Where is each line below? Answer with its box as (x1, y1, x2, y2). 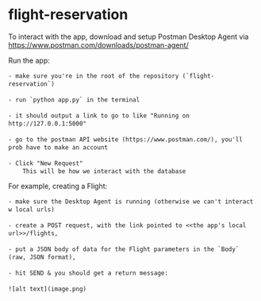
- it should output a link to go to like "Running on (8, 111, 190, 120)
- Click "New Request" (8, 159, 83, 168)
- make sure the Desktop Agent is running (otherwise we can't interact (8, 197, 254, 206)
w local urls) (8, 205, 56, 214)
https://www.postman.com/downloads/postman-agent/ (8, 40, 189, 49)
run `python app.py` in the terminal (15, 95, 140, 104)
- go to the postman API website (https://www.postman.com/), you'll (8, 135, 244, 144)
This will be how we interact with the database (22, 167, 186, 176)
